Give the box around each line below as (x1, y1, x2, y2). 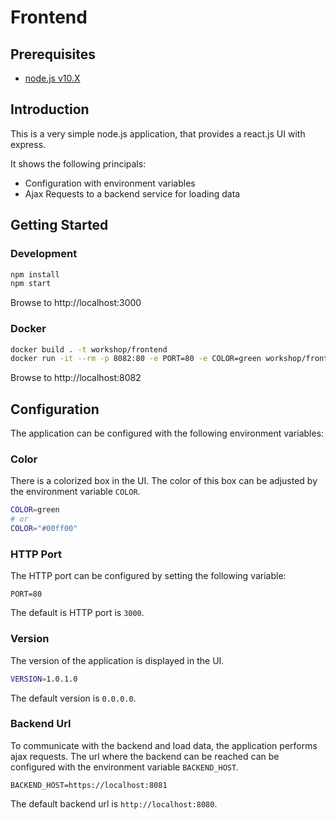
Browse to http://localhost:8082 (10, 372, 142, 384)
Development (10, 247, 78, 261)
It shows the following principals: (10, 157, 147, 170)
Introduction (10, 101, 90, 118)
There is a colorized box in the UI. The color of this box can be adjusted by (10, 475, 318, 487)
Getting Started (10, 217, 109, 234)
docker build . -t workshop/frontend (10, 344, 168, 355)
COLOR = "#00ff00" (10, 524, 78, 534)
